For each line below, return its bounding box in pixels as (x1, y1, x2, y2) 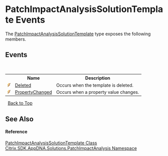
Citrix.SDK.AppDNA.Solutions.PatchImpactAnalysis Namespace (5, 145, 137, 151)
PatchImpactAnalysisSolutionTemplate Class (5, 139, 97, 146)
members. (5, 36, 27, 42)
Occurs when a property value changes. (56, 89, 139, 95)
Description (85, 75, 111, 81)
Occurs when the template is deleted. (56, 82, 134, 88)
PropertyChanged (15, 89, 52, 95)
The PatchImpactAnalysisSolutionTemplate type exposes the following (5, 31, 151, 37)
